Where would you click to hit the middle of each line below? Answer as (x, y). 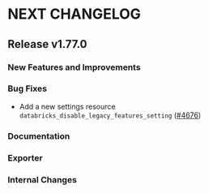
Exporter (25, 157)
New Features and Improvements (74, 67)
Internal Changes (43, 179)
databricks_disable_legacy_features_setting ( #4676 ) (110, 115)
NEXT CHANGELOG (74, 14)
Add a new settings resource (67, 106)
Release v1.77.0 (47, 44)
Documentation (39, 136)
